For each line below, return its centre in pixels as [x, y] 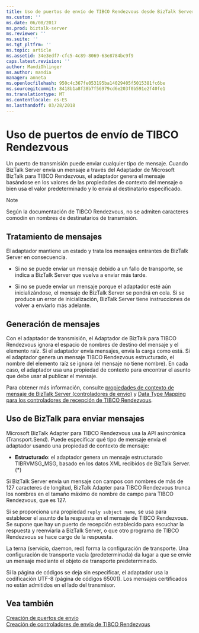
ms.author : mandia [29, 72]
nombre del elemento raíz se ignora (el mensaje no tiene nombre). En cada [97, 364]
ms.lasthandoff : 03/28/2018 [41, 105]
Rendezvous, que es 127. [36, 500]
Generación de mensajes [53, 324]
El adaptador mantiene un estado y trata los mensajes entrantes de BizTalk [97, 251]
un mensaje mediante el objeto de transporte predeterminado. [82, 561]
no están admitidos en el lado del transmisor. [61, 585]
